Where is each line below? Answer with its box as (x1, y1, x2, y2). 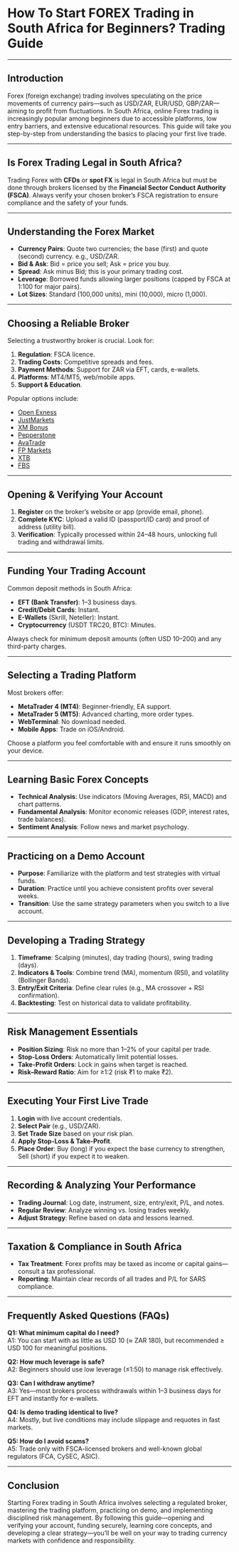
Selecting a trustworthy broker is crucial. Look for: (7, 337, 154, 345)
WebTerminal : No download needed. (17, 717, 127, 725)
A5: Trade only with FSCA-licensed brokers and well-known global (7, 1444, 203, 1453)
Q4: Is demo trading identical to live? (7, 1408, 119, 1416)
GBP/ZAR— (186, 98, 220, 108)
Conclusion (7, 1479, 60, 1491)
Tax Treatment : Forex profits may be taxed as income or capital (17, 1260, 205, 1268)
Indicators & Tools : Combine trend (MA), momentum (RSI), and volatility (17, 969, 229, 977)
